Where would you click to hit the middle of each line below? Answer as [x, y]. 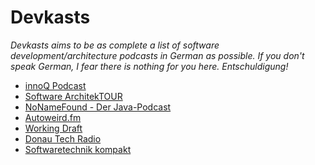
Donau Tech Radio [63, 138]
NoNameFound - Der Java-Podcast [98, 107]
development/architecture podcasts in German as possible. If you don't [157, 55]
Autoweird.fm [53, 117]
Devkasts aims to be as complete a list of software [115, 45]
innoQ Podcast [55, 85]
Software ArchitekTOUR [73, 96]
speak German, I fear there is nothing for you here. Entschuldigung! [149, 66]
